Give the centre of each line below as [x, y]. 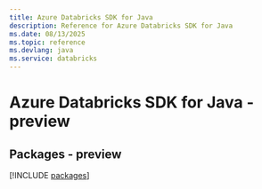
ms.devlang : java [41, 51]
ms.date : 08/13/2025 [48, 34]
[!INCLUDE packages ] [49, 175]
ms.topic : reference [48, 42]
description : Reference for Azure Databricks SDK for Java [121, 26]
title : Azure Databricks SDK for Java [81, 17]
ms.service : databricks [53, 59]
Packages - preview [65, 154]
